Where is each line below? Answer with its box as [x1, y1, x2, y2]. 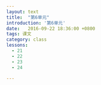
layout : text [6, 8, 39, 15]
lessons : [6, 42, 28, 48]
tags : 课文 [6, 31, 32, 37]
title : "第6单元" [6, 14, 50, 20]
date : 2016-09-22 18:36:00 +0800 [6, 25, 96, 32]
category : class [6, 37, 47, 42]
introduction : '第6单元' [6, 20, 66, 26]
